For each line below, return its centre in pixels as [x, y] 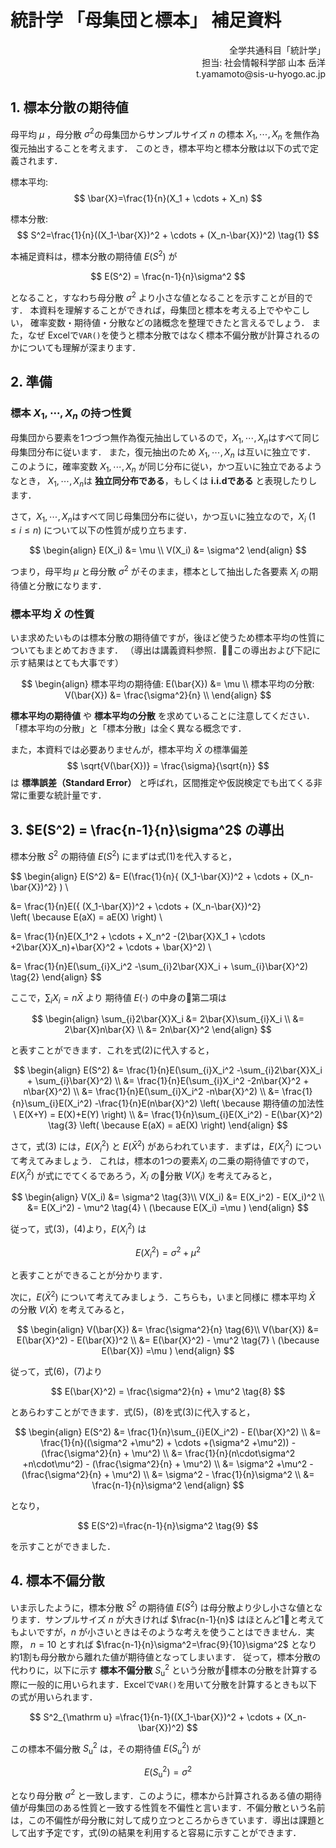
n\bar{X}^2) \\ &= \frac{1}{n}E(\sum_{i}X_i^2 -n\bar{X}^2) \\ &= [151, 1092]
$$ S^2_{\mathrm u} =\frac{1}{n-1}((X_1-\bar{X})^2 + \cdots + [155, 1717]
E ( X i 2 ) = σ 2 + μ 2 [168, 1252]
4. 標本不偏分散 [57, 1581]
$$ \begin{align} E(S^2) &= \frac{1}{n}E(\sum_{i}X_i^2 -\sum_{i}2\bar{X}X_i [168, 1070]
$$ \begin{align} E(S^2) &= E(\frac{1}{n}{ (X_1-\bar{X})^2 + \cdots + [149, 876]
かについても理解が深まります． [76, 347]
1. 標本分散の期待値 [69, 107]
